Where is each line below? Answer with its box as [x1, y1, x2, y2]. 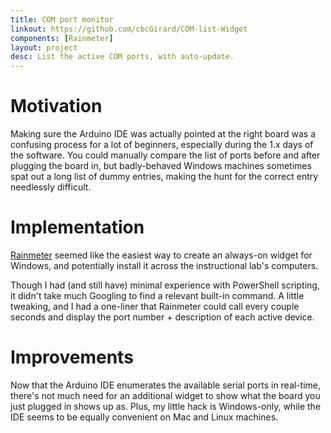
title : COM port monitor [10, 14, 114, 25]
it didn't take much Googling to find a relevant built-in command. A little [10, 290, 305, 301]
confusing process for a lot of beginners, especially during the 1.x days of [10, 139, 314, 151]
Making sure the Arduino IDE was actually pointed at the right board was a [10, 128, 317, 140]
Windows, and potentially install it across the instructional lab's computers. [10, 260, 319, 271]
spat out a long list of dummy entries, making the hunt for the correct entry [10, 171, 319, 183]
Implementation [10, 216, 145, 239]
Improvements [10, 346, 134, 369]
